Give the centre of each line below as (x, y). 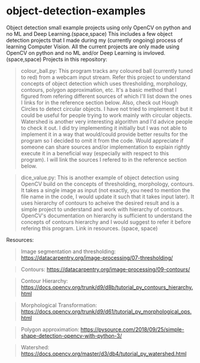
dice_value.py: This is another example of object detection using (100, 177)
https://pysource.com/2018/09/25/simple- (132, 329)
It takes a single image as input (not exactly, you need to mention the (105, 190)
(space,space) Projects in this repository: (57, 59)
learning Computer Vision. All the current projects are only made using (93, 47)
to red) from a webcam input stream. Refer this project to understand (106, 77)
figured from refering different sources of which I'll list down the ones (106, 96)
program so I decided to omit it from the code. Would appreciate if (102, 140)
